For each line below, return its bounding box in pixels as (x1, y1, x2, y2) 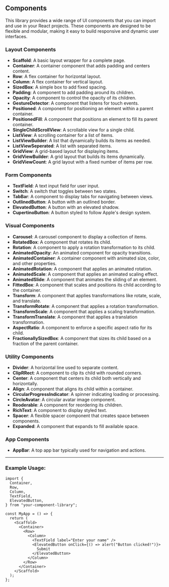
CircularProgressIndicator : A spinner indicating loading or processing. (12, 391, 160, 397)
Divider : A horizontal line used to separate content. (12, 365, 119, 370)
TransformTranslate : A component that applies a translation (12, 314, 137, 320)
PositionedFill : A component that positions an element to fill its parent (12, 116, 158, 122)
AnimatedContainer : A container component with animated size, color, (12, 255, 160, 261)
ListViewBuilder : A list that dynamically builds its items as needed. (12, 138, 151, 144)
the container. (12, 287, 42, 293)
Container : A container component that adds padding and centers (12, 63, 150, 69)
